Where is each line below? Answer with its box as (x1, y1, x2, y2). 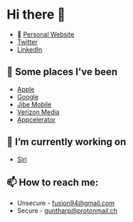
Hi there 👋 (6, 6, 65, 23)
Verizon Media (16, 107, 60, 116)
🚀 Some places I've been (6, 66, 118, 78)
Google (16, 92, 39, 101)
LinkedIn (16, 45, 43, 54)
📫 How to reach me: (6, 176, 99, 188)
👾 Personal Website (16, 30, 75, 39)
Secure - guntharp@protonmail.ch (16, 206, 118, 215)
